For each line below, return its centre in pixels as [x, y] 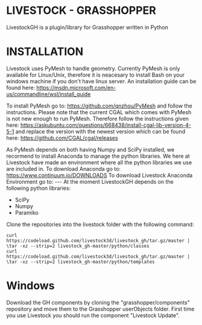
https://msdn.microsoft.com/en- [76, 88]
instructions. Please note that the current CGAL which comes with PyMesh [99, 112]
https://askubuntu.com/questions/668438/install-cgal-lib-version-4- [106, 125]
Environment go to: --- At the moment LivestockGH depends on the [90, 181]
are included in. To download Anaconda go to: [63, 169]
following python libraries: [39, 188]
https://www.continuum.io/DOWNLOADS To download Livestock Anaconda [99, 175]
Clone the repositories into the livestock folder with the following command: [100, 224]
